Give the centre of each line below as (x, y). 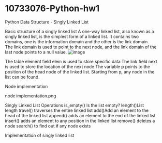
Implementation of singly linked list (40, 135)
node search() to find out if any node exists (48, 126)
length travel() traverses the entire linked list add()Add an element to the (77, 110)
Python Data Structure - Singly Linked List (47, 22)
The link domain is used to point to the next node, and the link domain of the (81, 47)
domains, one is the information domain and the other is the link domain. (77, 41)
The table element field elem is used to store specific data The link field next (81, 61)
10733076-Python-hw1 (52, 9)
